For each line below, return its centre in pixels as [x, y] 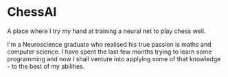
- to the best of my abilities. [46, 66]
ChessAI [32, 12]
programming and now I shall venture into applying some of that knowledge [114, 58]
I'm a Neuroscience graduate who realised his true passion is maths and [109, 44]
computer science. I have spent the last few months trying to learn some [110, 52]
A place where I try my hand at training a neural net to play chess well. [106, 31]
